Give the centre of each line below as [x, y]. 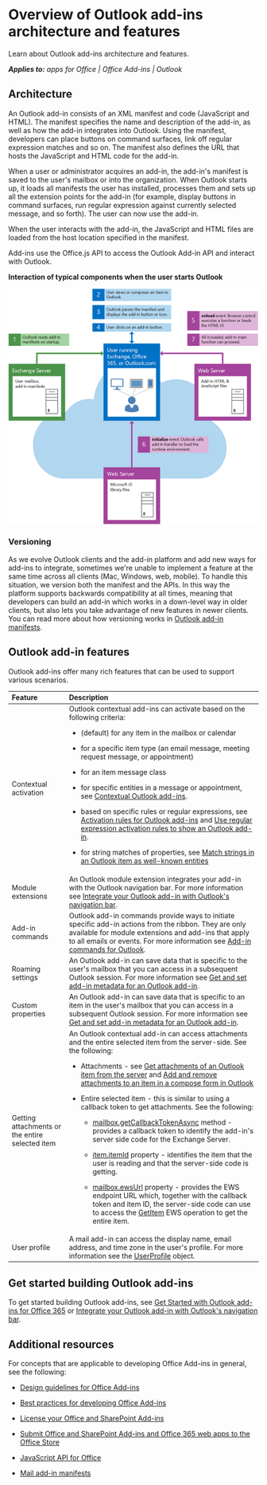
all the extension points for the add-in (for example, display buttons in [122, 196]
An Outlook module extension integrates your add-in [155, 879]
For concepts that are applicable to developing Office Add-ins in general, [128, 1363]
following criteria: [97, 717]
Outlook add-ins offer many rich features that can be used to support [121, 671]
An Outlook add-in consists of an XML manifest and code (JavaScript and [129, 113]
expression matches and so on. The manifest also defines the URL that [124, 147]
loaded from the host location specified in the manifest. [99, 238]
